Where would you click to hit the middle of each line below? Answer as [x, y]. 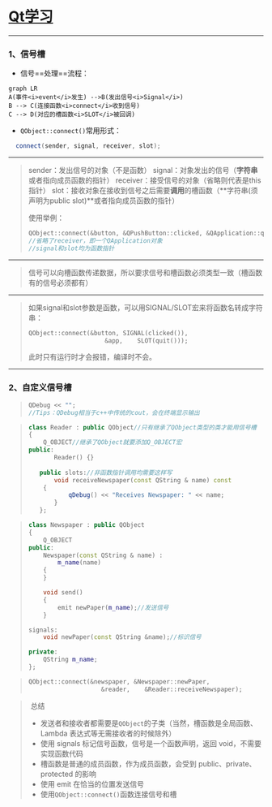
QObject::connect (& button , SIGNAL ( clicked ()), [108, 333]
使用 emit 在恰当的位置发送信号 [92, 783]
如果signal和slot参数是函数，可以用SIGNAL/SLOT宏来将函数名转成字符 [145, 307]
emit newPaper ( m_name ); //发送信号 [113, 607]
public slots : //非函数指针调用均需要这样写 [106, 473]
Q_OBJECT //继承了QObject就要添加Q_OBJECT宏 [113, 442]
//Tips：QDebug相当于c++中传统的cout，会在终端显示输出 [114, 412]
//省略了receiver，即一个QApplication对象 [96, 240]
